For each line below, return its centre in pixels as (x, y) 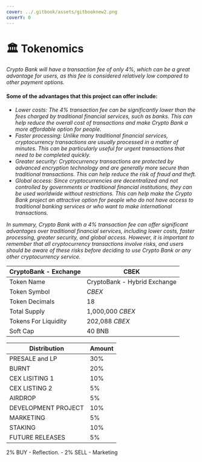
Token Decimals (32, 302)
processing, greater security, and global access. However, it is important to (100, 237)
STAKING (23, 427)
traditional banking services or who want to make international (93, 206)
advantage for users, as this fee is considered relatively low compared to (98, 76)
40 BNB (98, 331)
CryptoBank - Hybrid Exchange (132, 282)
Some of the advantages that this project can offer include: (82, 96)
